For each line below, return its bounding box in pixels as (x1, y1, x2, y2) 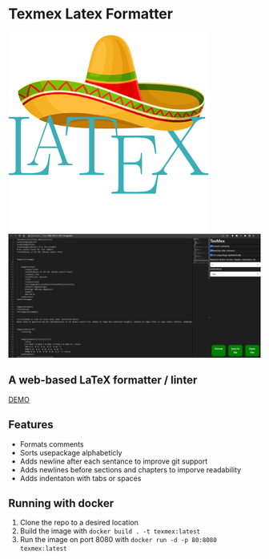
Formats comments (19, 439, 84, 449)
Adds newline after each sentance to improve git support (19, 456, 208, 466)
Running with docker (8, 496, 114, 510)
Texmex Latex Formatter (8, 5, 174, 23)
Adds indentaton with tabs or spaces (19, 473, 142, 483)
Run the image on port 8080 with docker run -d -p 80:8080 (19, 535, 218, 545)
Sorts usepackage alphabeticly (19, 448, 122, 457)
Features (8, 418, 54, 431)
